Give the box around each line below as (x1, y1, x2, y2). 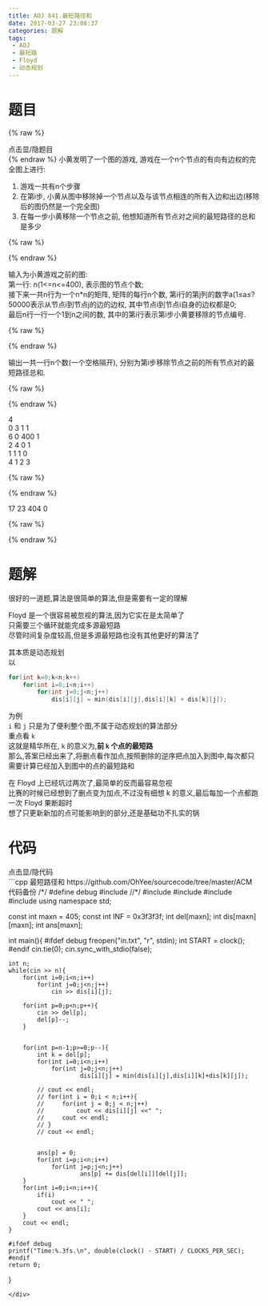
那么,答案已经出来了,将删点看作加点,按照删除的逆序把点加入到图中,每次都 (8, 751, 248, 761)
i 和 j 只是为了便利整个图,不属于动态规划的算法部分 (8, 721, 178, 731)
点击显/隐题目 (8, 144, 54, 154)
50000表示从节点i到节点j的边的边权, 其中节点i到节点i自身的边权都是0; (8, 299, 238, 309)
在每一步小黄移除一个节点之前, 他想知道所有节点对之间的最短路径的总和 (19, 211, 256, 221)
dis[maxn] (222, 912, 257, 922)
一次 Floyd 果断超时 (8, 798, 73, 808)
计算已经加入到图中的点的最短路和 (22, 761, 134, 771)
